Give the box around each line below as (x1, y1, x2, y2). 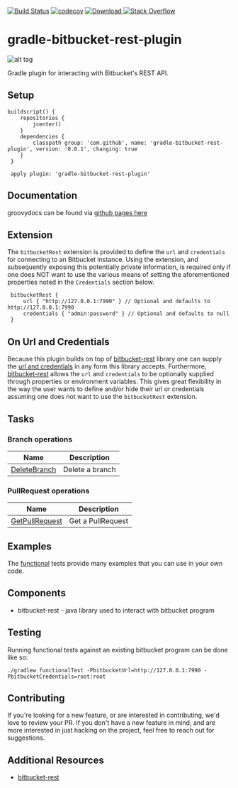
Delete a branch (63, 464, 116, 474)
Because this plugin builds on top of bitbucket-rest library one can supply (7, 355, 222, 363)
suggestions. (7, 733, 45, 742)
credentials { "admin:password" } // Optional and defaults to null (23, 310, 230, 317)
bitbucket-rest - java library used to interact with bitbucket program (17, 606, 215, 614)
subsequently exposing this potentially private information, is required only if (7, 263, 231, 271)
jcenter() (33, 121, 62, 128)
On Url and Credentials (7, 336, 110, 348)
